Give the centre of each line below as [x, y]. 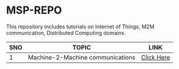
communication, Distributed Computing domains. [66, 32]
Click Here [156, 57]
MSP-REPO [34, 10]
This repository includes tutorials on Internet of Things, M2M [80, 27]
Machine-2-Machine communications [82, 57]
